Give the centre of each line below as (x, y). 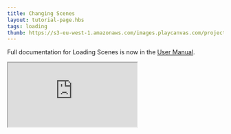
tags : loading (27, 26)
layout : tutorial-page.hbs (46, 20)
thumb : (16, 33)
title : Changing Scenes (41, 13)
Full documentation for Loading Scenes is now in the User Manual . (101, 52)
